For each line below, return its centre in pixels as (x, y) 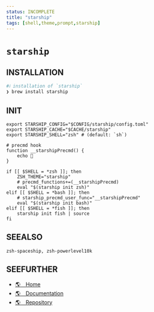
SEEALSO (25, 237)
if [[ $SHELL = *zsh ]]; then (44, 172)
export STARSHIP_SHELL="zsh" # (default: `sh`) (67, 135)
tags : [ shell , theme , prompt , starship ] (53, 23)
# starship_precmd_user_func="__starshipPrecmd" (79, 198)
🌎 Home (28, 284)
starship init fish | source (53, 214)
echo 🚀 (25, 156)
